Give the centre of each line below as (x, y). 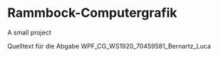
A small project (29, 32)
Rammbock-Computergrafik (92, 13)
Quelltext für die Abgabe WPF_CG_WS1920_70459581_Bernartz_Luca (109, 46)
